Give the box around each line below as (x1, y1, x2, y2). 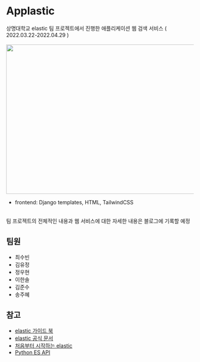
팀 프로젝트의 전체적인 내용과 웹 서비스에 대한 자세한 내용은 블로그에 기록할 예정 (6, 217, 190, 225)
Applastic (6, 4, 55, 18)
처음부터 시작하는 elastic (14, 342, 73, 349)
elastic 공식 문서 (14, 335, 54, 342)
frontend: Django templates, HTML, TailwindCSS (14, 198, 134, 205)
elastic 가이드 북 (14, 327, 54, 334)
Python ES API (14, 348, 51, 356)
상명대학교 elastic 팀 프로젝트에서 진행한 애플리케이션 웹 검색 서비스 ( (6, 24, 167, 32)
